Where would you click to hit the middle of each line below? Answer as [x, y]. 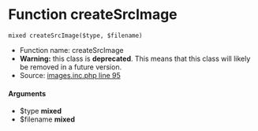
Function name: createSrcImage [71, 50]
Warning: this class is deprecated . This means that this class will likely [135, 58]
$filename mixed [47, 119]
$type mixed [40, 111]
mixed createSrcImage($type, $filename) [76, 36]
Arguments [27, 93]
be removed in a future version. [71, 67]
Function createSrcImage [93, 15]
